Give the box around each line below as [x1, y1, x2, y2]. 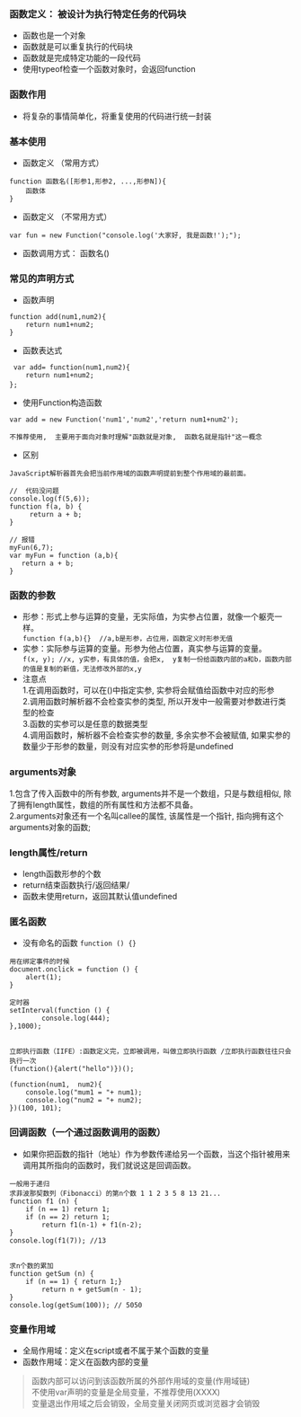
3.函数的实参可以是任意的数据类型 [22, 719, 148, 730]
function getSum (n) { [9, 1269, 94, 1278]
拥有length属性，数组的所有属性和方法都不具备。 [16, 799, 199, 810]
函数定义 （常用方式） [22, 157, 104, 168]
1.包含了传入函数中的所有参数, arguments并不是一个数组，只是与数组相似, [9, 788, 282, 799]
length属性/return [9, 846, 88, 859]
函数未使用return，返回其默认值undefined [22, 891, 178, 902]
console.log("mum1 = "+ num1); [25, 1088, 143, 1097]
